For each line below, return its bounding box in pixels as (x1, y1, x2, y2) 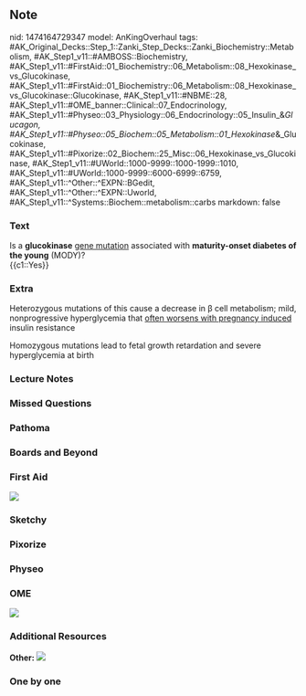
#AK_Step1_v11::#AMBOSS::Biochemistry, (33, 50, 188, 62)
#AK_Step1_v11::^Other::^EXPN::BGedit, (9, 177, 155, 188)
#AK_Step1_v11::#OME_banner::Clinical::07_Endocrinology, (9, 100, 227, 111)
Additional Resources (9, 630, 107, 643)
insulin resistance (9, 322, 76, 333)
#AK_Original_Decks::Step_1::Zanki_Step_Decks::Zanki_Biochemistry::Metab (9, 41, 294, 52)
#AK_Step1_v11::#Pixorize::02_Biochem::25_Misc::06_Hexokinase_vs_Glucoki (9, 148, 297, 159)
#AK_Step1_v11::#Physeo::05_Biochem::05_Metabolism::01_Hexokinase (9, 128, 276, 140)
